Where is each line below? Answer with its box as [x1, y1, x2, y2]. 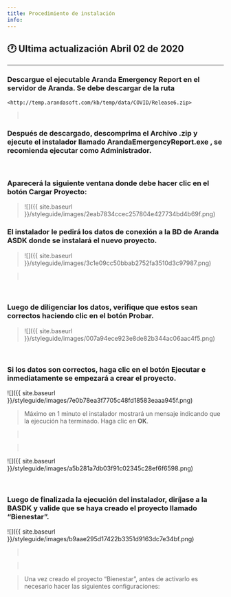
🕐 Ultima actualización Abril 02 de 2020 [7, 43, 184, 54]
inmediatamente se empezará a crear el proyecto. [7, 373, 177, 383]
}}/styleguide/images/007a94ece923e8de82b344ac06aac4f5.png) [23, 334, 215, 342]
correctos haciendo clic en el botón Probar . [7, 311, 154, 321]
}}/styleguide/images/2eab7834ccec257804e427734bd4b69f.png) [23, 210, 216, 218]
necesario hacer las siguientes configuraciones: [23, 583, 160, 591]
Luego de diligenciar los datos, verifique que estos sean [7, 302, 198, 312]
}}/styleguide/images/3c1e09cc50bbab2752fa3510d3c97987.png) [23, 259, 212, 267]
